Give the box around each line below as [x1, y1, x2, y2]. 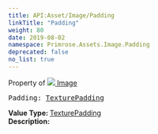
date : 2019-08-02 [8, 33, 66, 42]
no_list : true [8, 56, 55, 64]
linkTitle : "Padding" [8, 19, 80, 27]
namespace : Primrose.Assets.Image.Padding [8, 41, 150, 49]
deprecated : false [8, 48, 69, 56]
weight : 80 [8, 26, 44, 34]
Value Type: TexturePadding [8, 108, 101, 117]
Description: [8, 116, 50, 126]
